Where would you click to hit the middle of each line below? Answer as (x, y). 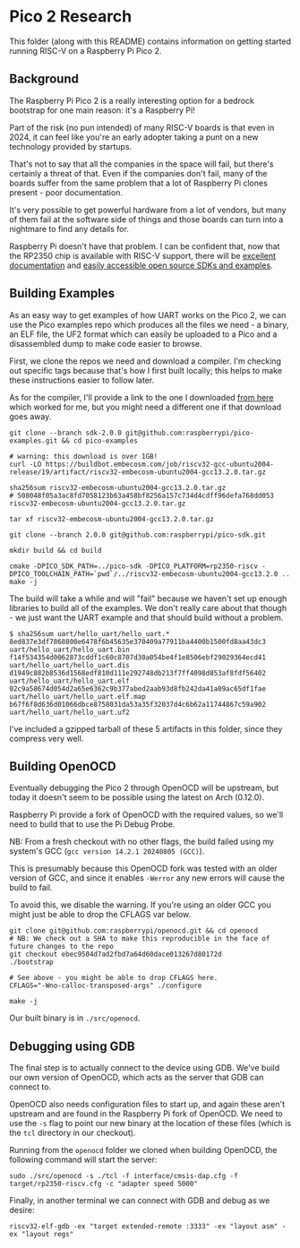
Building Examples (62, 293)
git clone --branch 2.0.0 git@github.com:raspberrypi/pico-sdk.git (138, 535)
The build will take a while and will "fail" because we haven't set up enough (148, 598)
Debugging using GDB (73, 1046)
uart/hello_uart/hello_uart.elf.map (77, 696)
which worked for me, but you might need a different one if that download (146, 407)
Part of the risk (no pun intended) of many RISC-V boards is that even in (142, 127)
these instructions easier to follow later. (82, 380)
